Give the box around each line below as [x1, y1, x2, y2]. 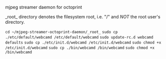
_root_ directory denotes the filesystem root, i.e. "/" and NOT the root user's [5, 14, 161, 19]
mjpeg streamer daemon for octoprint [5, 4, 83, 10]
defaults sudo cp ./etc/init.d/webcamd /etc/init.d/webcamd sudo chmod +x [5, 40, 162, 45]
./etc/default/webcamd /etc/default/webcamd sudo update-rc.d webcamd [5, 35, 154, 40]
